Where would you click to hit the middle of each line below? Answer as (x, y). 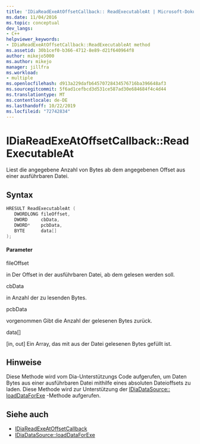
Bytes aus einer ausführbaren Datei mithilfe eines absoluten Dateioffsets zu (99, 383)
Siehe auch (27, 414)
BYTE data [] (36, 231)
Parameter (19, 249)
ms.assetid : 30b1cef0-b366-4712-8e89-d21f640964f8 (70, 51)
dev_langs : (20, 28)
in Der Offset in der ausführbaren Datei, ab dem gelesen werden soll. (90, 274)
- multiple (20, 78)
